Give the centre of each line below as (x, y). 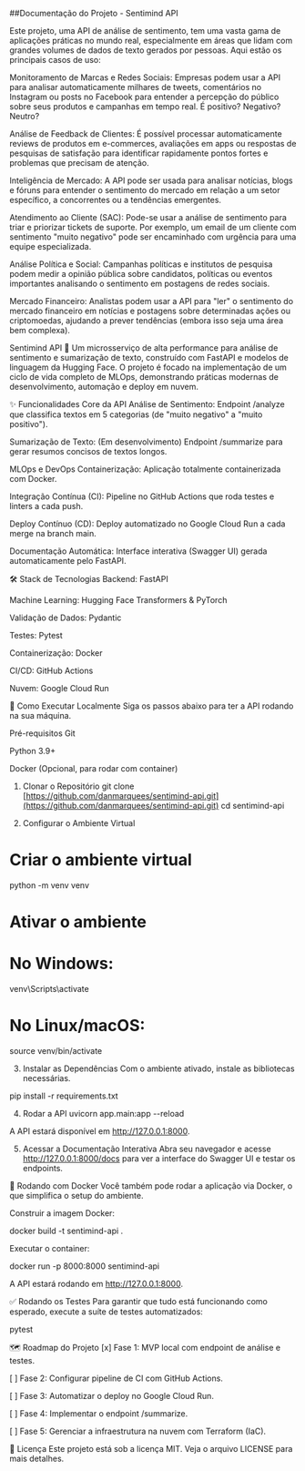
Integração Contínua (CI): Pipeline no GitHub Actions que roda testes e (142, 496)
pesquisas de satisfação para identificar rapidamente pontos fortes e (139, 153)
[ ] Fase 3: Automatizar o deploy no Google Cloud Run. (112, 1396)
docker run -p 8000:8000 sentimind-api (85, 1266)
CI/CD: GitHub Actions (51, 670)
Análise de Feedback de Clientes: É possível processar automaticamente (146, 134)
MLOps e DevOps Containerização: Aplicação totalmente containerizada (145, 469)
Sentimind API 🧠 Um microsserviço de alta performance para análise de (144, 348)
